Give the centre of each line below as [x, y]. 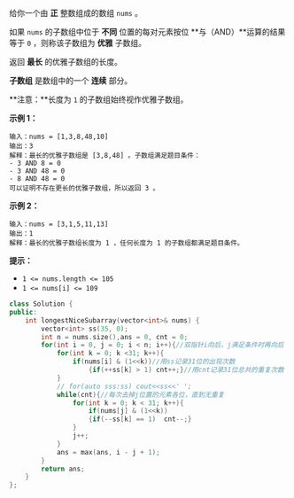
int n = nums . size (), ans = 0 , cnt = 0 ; [115, 337]
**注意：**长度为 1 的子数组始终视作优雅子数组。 [99, 99]
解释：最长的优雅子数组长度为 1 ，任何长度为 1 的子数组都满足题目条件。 [127, 243]
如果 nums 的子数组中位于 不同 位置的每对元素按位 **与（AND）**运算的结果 [147, 32]
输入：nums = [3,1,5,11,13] [59, 224]
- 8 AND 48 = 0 [37, 179]
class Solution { [41, 304]
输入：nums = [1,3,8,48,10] [59, 136]
